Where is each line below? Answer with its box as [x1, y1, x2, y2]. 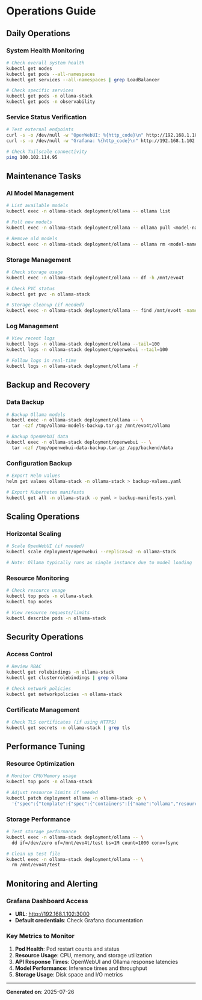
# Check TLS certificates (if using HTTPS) [6, 719, 117, 725]
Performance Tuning [6, 742, 85, 752]
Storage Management [6, 255, 71, 264]
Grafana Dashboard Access [6, 896, 88, 905]
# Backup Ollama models [6, 411, 66, 418]
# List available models [6, 203, 69, 209]
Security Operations [6, 632, 84, 642]
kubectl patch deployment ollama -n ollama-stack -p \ [6, 795, 147, 801]
